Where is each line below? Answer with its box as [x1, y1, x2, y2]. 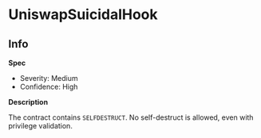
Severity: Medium [19, 74, 78, 82]
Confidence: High [19, 82, 78, 91]
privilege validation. [8, 121, 73, 130]
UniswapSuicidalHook [8, 6, 158, 24]
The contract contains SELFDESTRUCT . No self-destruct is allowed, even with [8, 113, 254, 122]
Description [8, 98, 49, 106]
